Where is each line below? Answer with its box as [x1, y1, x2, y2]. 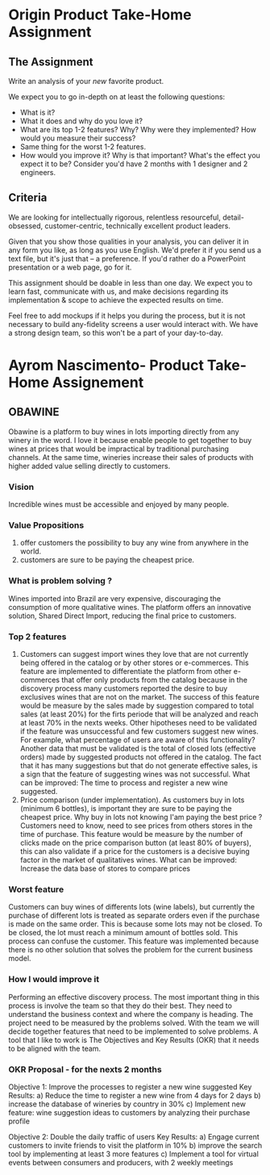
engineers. [19, 168, 56, 177]
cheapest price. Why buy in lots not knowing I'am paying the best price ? [19, 813, 263, 822]
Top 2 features [8, 631, 67, 642]
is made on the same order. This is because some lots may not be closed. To [8, 919, 263, 929]
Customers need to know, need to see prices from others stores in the [19, 821, 253, 830]
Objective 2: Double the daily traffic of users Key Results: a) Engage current [8, 1131, 260, 1141]
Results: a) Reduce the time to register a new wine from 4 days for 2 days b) [8, 1090, 261, 1100]
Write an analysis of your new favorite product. [8, 77, 164, 86]
